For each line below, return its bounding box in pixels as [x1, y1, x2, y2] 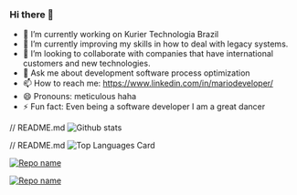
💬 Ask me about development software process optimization [22, 67, 250, 78]
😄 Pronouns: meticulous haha [22, 91, 137, 102]
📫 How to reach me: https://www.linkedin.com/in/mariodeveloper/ [22, 77, 274, 89]
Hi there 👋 [9, 8, 55, 21]
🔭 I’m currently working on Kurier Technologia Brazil [22, 29, 219, 40]
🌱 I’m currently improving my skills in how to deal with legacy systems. [22, 38, 289, 49]
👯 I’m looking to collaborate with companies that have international [22, 48, 274, 59]
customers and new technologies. [22, 58, 151, 69]
